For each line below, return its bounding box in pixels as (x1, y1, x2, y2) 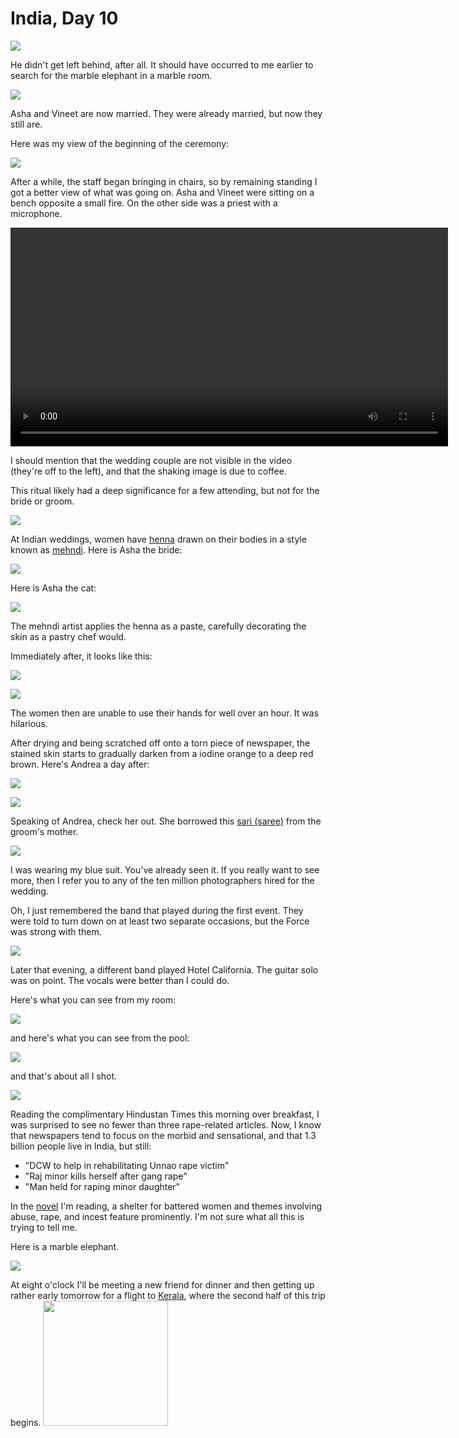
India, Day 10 (10, 7, 119, 30)
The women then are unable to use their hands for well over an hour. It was (10, 707, 319, 719)
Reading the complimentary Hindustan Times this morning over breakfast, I (10, 1108, 320, 1120)
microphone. (10, 207, 63, 219)
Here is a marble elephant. (10, 1240, 120, 1252)
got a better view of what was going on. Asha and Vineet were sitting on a (10, 186, 315, 198)
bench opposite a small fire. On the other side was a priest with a (10, 197, 278, 209)
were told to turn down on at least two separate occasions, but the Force (10, 915, 310, 927)
